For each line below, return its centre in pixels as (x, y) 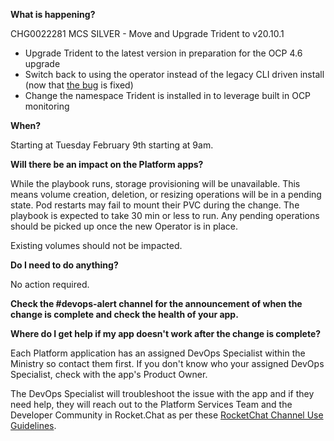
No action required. (50, 284)
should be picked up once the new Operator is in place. (124, 226)
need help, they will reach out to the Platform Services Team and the (151, 404)
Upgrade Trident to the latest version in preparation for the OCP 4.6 (163, 53)
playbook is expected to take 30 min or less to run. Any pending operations (165, 215)
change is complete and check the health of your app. (124, 314)
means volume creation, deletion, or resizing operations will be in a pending (166, 194)
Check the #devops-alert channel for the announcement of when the (156, 303)
